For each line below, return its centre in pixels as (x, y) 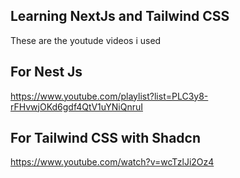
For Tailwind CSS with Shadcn (106, 138)
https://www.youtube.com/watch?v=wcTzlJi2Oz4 (112, 162)
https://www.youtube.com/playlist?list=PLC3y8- (109, 96)
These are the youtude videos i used (86, 40)
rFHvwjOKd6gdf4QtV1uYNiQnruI (76, 106)
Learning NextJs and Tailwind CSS (120, 16)
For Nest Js (46, 72)
